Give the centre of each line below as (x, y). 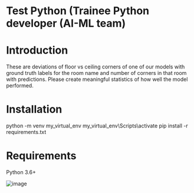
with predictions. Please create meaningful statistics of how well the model (97, 79)
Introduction (37, 50)
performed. (20, 86)
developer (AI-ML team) (66, 23)
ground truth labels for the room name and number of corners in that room (96, 73)
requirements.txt (26, 132)
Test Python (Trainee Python (78, 11)
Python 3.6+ (21, 172)
